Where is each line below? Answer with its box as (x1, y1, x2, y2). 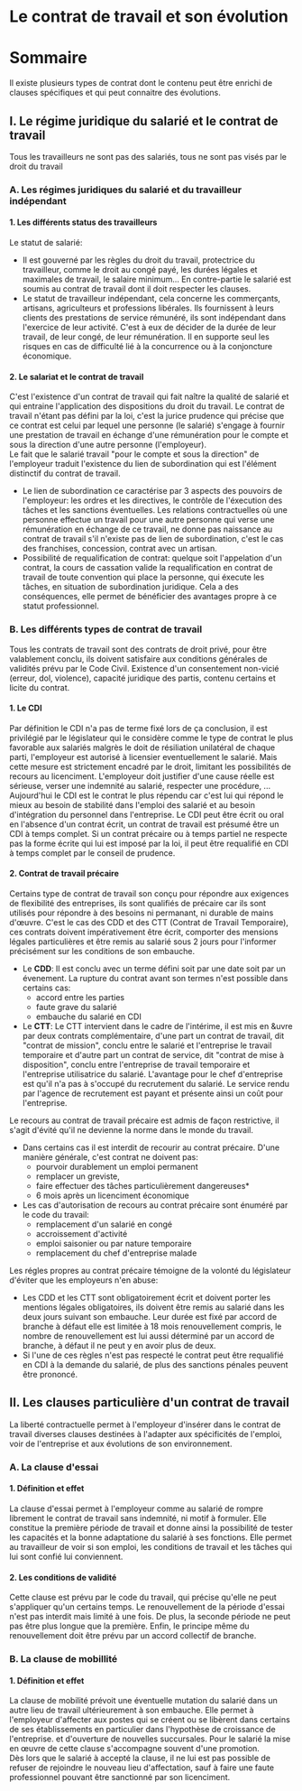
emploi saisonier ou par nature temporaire (35, 1238, 192, 1248)
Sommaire (9, 48, 87, 69)
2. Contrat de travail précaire (9, 868, 120, 879)
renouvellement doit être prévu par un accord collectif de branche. (9, 1630, 257, 1641)
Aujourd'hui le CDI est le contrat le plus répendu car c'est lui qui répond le (9, 790, 284, 801)
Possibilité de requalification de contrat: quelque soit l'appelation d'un (22, 552, 282, 563)
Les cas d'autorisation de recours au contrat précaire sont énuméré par (22, 1199, 288, 1211)
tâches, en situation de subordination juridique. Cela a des (22, 581, 239, 592)
